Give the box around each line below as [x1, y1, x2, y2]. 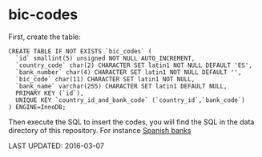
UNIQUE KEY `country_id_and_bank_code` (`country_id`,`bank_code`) [15, 96, 246, 104]
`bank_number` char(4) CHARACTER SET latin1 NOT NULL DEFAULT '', [15, 68, 242, 77]
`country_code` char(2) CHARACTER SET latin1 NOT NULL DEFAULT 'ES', [15, 61, 252, 69]
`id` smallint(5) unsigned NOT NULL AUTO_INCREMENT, [15, 54, 195, 62]
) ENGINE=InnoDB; [8, 103, 67, 111]
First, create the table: [8, 32, 82, 41]
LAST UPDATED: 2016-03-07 [8, 141, 105, 151]
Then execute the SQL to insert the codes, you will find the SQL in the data [8, 117, 255, 127]
